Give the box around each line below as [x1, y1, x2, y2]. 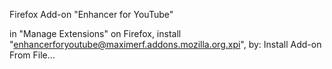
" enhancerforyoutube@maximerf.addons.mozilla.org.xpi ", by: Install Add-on [9, 39, 322, 50]
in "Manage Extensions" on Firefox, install [9, 28, 182, 39]
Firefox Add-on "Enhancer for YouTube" [9, 9, 174, 20]
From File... [9, 49, 56, 61]
